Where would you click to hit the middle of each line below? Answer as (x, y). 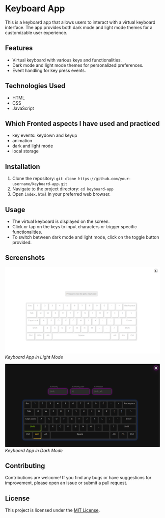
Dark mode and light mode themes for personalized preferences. (78, 65)
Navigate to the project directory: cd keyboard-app (63, 189)
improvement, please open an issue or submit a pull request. (66, 483)
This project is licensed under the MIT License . (53, 510)
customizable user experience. (36, 32)
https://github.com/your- (104, 179)
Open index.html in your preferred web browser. (61, 194)
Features (19, 48)
